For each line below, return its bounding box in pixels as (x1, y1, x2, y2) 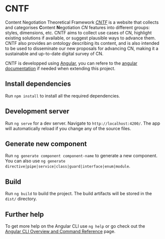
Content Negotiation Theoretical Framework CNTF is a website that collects (5, 19, 159, 25)
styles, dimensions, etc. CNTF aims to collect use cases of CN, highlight (5, 30, 152, 35)
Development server (5, 107, 70, 116)
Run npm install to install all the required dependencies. (5, 93, 120, 99)
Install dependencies (5, 80, 71, 88)
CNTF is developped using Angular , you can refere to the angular (5, 60, 137, 66)
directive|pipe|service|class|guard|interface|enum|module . (5, 163, 130, 169)
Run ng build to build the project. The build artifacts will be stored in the (5, 191, 152, 197)
